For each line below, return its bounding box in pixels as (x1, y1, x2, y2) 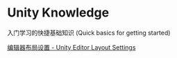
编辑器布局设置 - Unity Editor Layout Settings (7, 43, 136, 51)
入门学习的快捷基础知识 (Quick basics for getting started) (7, 28, 171, 37)
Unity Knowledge (7, 5, 110, 21)
